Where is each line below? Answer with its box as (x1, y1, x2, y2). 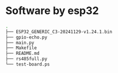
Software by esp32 (5, 4, 99, 18)
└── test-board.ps (5, 61, 50, 68)
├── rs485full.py (5, 56, 48, 62)
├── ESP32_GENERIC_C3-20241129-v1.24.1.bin (5, 29, 113, 34)
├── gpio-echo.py (5, 34, 48, 40)
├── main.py (5, 40, 34, 46)
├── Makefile (5, 45, 37, 51)
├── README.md (5, 51, 40, 57)
